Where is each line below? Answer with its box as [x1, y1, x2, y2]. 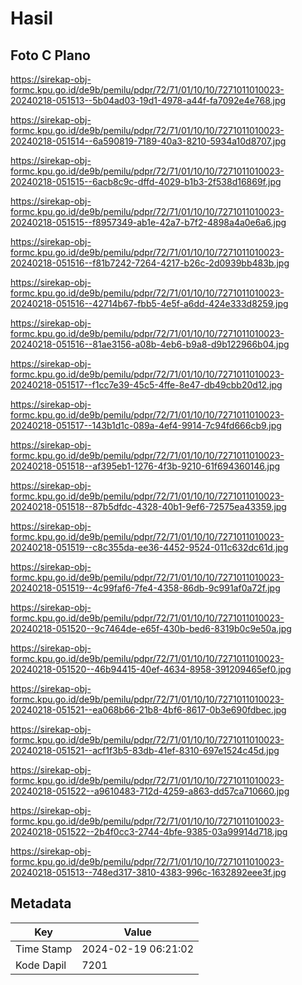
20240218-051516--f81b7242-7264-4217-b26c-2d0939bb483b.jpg [10, 257, 290, 269]
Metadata [10, 895, 72, 912]
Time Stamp [15, 942, 73, 956]
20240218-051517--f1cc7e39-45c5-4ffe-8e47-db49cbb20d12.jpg [10, 379, 283, 391]
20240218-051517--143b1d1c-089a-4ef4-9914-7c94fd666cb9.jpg [10, 420, 282, 431]
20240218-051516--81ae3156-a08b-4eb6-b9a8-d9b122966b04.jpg [10, 338, 290, 350]
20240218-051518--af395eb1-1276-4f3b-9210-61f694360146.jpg [10, 460, 281, 472]
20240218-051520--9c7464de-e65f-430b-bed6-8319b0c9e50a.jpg [10, 623, 292, 634]
